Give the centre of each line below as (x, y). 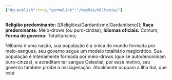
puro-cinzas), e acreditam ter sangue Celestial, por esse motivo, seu (78, 62)
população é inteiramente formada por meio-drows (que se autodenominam (85, 56)
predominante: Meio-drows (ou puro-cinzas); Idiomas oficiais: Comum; (82, 30)
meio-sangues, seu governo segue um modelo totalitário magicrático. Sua (84, 51)
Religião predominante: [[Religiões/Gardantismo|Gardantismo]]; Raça (80, 25)
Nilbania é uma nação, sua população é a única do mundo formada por (80, 45)
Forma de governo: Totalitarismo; (41, 35)
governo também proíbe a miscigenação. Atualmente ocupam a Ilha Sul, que (86, 67)
